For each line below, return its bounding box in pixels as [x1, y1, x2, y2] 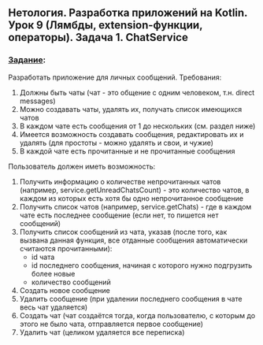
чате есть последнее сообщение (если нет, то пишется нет [19, 210, 219, 220]
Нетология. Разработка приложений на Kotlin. [8, 6, 248, 20]
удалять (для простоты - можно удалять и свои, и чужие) [19, 138, 214, 147]
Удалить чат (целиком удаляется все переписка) [19, 327, 185, 337]
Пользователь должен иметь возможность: [8, 161, 156, 171]
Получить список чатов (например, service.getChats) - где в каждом [19, 202, 252, 211]
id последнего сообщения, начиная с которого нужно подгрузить [31, 260, 253, 270]
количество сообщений [31, 277, 112, 287]
